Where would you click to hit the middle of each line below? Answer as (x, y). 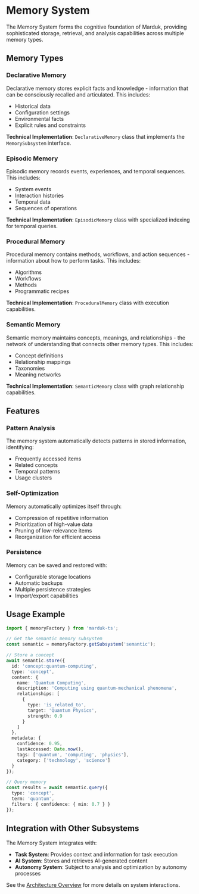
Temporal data (32, 202)
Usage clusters (33, 478)
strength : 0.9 (45, 716)
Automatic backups (39, 583)
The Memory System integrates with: (52, 843)
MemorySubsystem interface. (39, 143)
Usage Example (36, 614)
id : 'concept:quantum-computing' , (54, 666)
